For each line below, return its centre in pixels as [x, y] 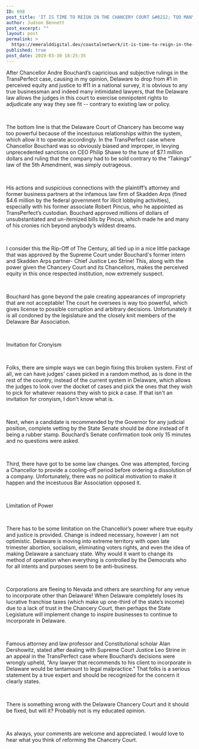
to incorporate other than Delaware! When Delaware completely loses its [95, 595]
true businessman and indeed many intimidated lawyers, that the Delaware [97, 91]
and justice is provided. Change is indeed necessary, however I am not [92, 535]
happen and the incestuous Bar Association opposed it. [74, 483]
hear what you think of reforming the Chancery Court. [72, 740]
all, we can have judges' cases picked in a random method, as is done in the [99, 374]
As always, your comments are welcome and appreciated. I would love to [95, 733]
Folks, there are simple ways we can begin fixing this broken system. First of [99, 367]
